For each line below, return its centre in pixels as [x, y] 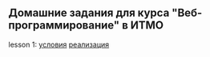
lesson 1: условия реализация [59, 44]
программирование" [64, 26]
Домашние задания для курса [89, 13]
